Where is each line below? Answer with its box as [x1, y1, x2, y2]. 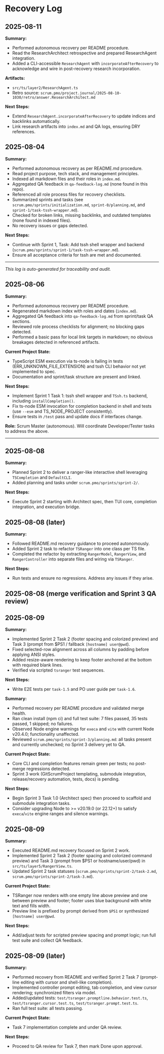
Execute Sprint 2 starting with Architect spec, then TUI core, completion [12, 499, 157, 505]
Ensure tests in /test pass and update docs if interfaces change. [12, 413, 143, 419]
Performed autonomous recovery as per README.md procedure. [12, 165, 143, 171]
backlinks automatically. [12, 118, 61, 124]
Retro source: [12, 90, 40, 95]
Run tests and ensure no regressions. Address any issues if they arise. [12, 575, 154, 581]
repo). [12, 186, 24, 192]
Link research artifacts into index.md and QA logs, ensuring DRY [12, 123, 141, 129]
